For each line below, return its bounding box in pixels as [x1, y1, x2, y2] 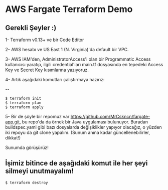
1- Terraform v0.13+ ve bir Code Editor [5, 37, 84, 43]
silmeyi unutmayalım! [5, 167, 74, 175]
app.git [5, 119, 20, 125]
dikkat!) [5, 135, 21, 141]
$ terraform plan [5, 100, 42, 105]
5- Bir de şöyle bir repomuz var [5, 114, 70, 119]
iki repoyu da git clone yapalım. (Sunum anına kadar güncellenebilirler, [5, 129, 150, 135]
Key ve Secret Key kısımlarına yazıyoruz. [5, 67, 89, 73]
